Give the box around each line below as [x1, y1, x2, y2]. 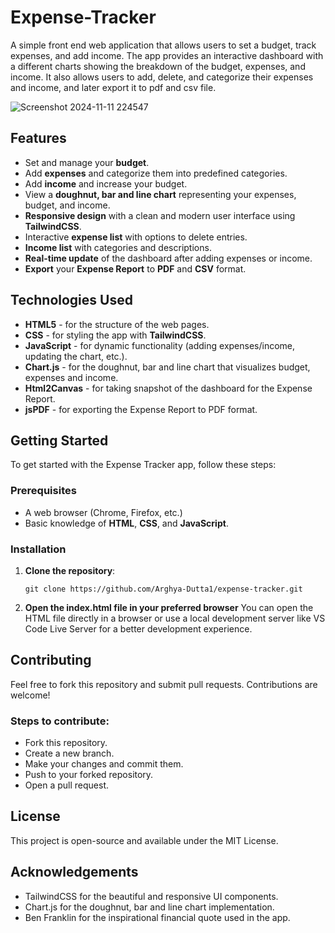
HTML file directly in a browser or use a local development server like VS [24, 612, 326, 624]
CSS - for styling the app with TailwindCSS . [24, 329, 207, 341]
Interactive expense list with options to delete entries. [24, 231, 248, 243]
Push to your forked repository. [24, 769, 154, 781]
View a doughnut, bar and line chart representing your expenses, [24, 188, 297, 200]
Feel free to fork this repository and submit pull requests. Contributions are [10, 678, 318, 690]
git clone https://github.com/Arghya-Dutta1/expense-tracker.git [24, 584, 303, 594]
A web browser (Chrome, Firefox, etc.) [24, 506, 183, 518]
